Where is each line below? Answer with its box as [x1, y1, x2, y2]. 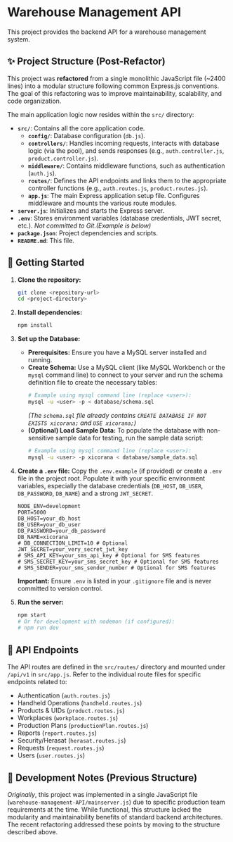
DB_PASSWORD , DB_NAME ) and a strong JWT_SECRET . [17, 489, 153, 497]
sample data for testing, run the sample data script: [55, 433, 204, 442]
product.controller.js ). [27, 154, 99, 162]
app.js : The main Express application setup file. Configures [27, 191, 200, 199]
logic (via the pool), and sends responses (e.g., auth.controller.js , [27, 146, 225, 155]
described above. [7, 827, 58, 836]
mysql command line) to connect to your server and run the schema [27, 371, 223, 379]
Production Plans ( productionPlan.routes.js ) [17, 722, 149, 730]
